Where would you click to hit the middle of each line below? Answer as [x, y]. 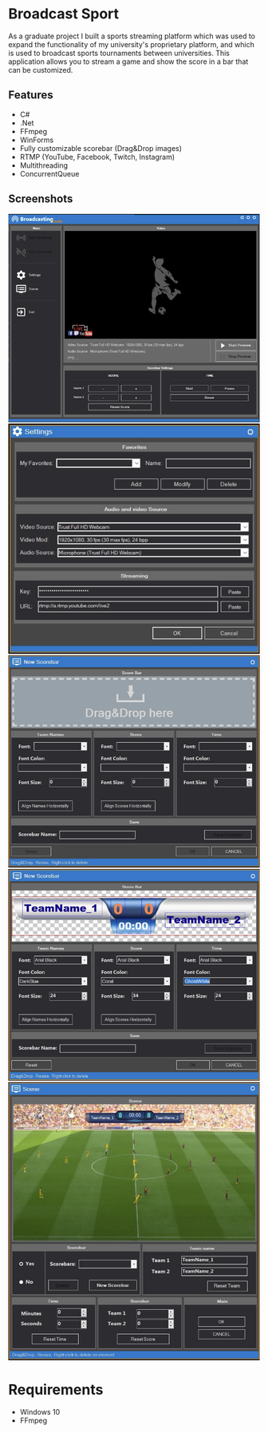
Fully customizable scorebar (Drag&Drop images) [100, 148]
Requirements [56, 1389]
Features [31, 95]
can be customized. [41, 69]
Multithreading [44, 165]
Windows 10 [40, 1411]
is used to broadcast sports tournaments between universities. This [119, 53]
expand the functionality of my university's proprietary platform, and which [132, 44]
